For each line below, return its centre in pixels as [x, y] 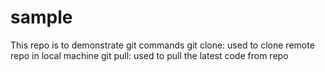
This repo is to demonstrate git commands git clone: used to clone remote [162, 45]
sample [41, 17]
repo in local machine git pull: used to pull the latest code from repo [149, 55]
